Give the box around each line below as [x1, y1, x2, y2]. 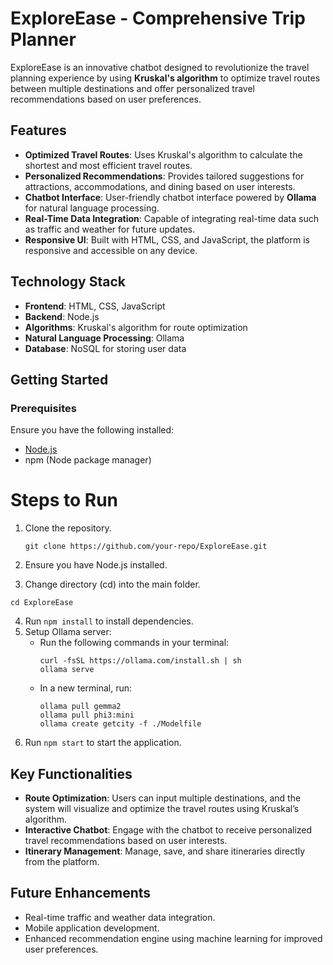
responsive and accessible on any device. [24, 244, 198, 256]
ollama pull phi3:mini [39, 710, 135, 721]
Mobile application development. [24, 922, 160, 934]
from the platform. [24, 856, 100, 867]
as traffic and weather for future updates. [24, 223, 196, 235]
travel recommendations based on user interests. [24, 835, 228, 846]
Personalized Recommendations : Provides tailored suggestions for [24, 170, 305, 182]
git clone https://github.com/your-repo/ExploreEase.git [24, 542, 268, 552]
